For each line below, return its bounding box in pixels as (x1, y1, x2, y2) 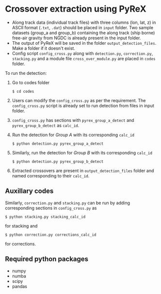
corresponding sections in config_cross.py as (5, 205, 97, 211)
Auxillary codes (5, 187, 54, 195)
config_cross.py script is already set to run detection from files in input (12, 103, 154, 108)
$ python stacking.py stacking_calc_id (5, 214, 86, 219)
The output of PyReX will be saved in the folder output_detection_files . (12, 40, 157, 46)
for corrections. (5, 241, 36, 246)
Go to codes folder (12, 79, 50, 86)
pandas (12, 283, 28, 289)
